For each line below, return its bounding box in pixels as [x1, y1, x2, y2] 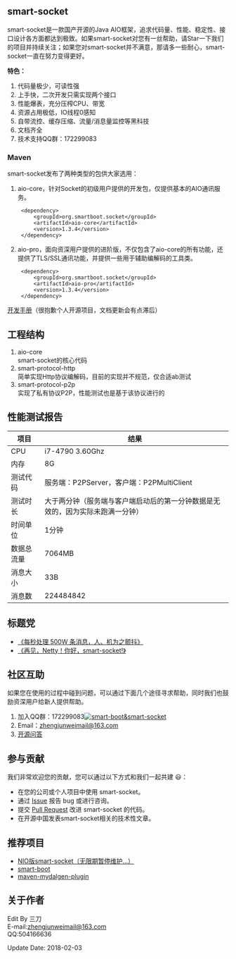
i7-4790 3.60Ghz [44, 446, 105, 456]
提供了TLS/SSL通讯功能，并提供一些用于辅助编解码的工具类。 [17, 254, 197, 263]
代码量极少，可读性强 [17, 81, 79, 90]
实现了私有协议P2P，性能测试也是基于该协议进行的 [17, 388, 165, 397]
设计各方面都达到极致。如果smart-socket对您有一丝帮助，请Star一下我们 [13, 34, 224, 42]
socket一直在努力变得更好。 [7, 51, 88, 60]
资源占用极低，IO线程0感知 [17, 108, 96, 116]
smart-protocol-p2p [17, 380, 76, 388]
